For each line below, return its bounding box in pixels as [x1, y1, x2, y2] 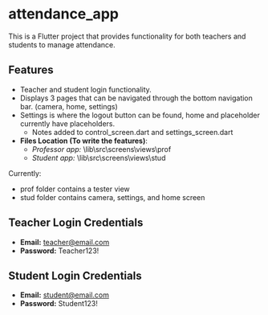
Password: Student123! [19, 299, 98, 309]
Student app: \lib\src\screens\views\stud [31, 153, 166, 162]
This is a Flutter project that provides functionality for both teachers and [8, 31, 246, 41]
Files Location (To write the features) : [19, 136, 148, 145]
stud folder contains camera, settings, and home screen [19, 192, 205, 202]
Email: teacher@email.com [19, 237, 110, 247]
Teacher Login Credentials [8, 216, 144, 230]
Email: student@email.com [19, 290, 110, 300]
